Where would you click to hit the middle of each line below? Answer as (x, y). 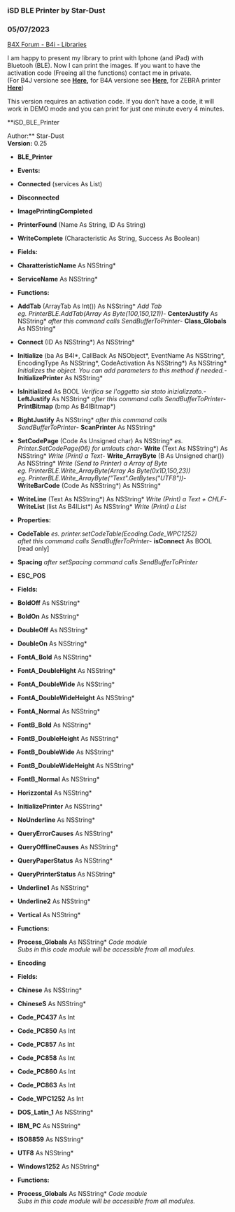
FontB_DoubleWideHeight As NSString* (76, 766)
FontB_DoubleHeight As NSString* (68, 739)
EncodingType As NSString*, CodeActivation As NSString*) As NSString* (122, 363)
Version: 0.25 (27, 144)
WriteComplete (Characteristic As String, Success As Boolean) (109, 238)
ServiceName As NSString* (57, 279)
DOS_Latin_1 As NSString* (55, 1113)
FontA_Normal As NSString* (59, 711)
